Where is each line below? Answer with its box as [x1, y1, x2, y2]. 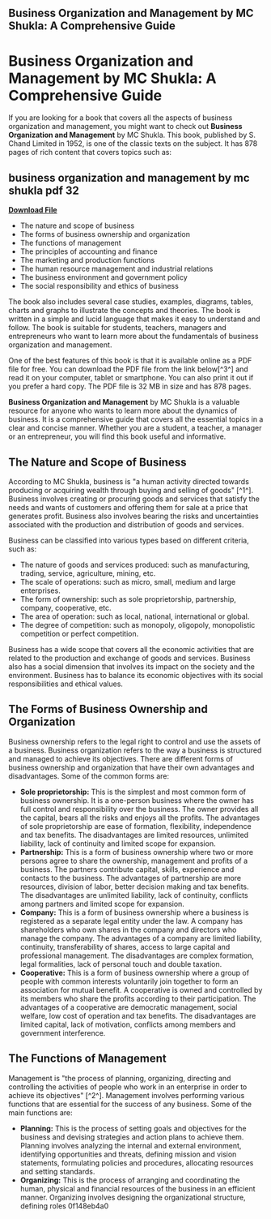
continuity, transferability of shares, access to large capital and [19, 942, 231, 951]
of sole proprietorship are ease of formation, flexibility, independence [19, 821, 252, 831]
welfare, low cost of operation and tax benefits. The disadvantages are [19, 1011, 256, 1020]
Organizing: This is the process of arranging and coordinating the [19, 1175, 240, 1185]
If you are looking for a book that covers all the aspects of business [8, 113, 233, 122]
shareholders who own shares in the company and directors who [19, 925, 237, 934]
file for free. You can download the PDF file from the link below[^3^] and [8, 364, 248, 374]
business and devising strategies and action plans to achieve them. [19, 1131, 244, 1142]
